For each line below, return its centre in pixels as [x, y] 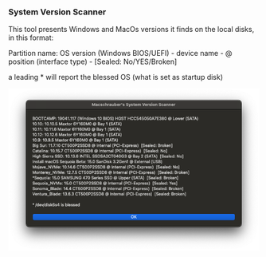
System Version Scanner [57, 12]
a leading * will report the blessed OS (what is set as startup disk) [116, 77]
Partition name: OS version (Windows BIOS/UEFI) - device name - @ [120, 53]
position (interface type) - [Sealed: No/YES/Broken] [93, 61]
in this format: [31, 38]
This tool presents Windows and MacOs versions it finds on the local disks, [131, 30]
